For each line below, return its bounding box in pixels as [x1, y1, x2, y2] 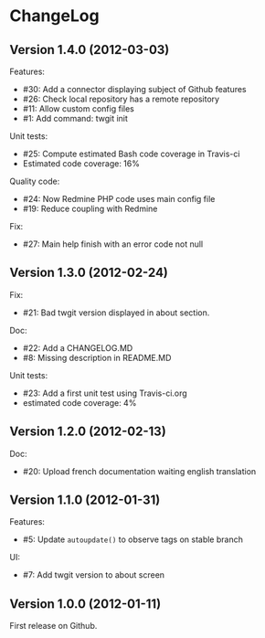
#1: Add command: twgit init [22, 113, 128, 123]
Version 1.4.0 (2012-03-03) [9, 42, 170, 58]
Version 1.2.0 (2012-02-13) [9, 424, 166, 440]
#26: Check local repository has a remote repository [22, 93, 220, 104]
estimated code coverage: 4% [22, 397, 137, 408]
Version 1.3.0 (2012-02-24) [9, 265, 169, 281]
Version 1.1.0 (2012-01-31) [9, 493, 161, 508]
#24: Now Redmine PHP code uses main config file [22, 194, 216, 204]
